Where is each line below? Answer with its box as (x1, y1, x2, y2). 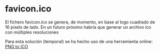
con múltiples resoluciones (5, 29, 59, 35)
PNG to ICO (5, 43, 28, 49)
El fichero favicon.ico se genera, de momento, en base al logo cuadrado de (5, 19, 155, 25)
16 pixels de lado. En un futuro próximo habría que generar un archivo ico (5, 24, 152, 30)
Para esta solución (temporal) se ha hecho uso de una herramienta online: (5, 38, 153, 44)
